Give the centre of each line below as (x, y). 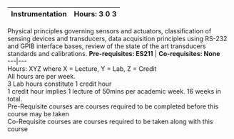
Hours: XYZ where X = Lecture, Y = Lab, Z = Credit (82, 69)
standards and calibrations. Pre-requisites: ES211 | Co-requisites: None (114, 54)
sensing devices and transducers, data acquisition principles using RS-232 (117, 39)
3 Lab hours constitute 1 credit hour (60, 84)
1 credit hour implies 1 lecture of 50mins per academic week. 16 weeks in (114, 91)
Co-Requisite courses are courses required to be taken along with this (110, 121)
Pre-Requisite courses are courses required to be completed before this (113, 106)
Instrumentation (39, 14)
